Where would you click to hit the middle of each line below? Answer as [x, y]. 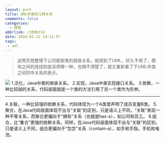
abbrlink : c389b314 [25, 32]
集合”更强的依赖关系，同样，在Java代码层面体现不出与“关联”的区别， [90, 122]
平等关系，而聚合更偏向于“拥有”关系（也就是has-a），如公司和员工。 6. [81, 116]
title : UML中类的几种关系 [29, 14]
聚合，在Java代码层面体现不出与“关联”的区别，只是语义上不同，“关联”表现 [80, 110]
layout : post [18, 10]
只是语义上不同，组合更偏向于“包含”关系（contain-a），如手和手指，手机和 [80, 128]
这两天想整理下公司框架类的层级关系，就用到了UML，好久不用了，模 [86, 60]
